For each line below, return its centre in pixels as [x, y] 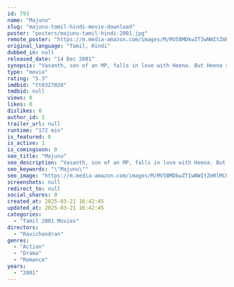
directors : [23, 227]
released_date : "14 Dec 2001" [51, 59]
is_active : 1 [26, 143]
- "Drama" [28, 254]
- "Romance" [31, 260]
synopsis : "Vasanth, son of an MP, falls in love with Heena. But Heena [115, 65]
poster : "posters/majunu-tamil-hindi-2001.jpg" [78, 33]
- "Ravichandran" [39, 234]
